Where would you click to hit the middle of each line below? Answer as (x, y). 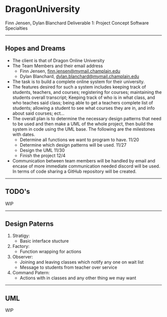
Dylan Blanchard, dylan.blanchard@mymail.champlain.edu (79, 76)
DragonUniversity (43, 9)
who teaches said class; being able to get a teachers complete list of (83, 102)
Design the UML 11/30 (42, 150)
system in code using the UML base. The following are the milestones (84, 129)
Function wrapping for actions (50, 251)
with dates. (24, 134)
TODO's (18, 192)
